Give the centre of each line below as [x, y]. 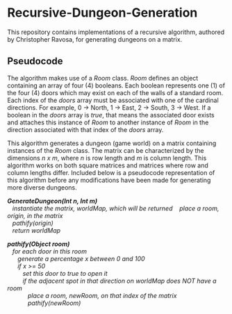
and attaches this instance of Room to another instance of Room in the [108, 122]
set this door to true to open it [65, 273]
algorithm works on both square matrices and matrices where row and [108, 165]
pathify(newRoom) [54, 303]
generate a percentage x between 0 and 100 [81, 258]
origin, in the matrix [35, 215]
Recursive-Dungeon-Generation [102, 13]
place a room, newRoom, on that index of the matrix [102, 295]
